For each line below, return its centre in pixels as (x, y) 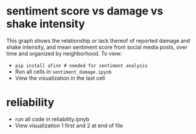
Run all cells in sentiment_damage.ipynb (63, 71)
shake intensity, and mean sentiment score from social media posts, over (97, 47)
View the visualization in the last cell (60, 78)
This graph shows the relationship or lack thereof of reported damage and (98, 40)
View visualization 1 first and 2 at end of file (69, 126)
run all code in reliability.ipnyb (52, 119)
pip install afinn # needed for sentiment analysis (81, 65)
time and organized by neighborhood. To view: (64, 53)
